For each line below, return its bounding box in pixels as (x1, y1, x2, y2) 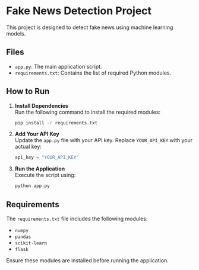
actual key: (14, 143, 42, 150)
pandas (14, 234, 31, 240)
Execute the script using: (14, 172, 76, 179)
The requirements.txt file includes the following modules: (6, 215, 148, 222)
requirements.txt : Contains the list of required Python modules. (14, 69, 171, 76)
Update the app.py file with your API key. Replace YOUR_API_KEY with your (14, 137, 193, 144)
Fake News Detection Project (6, 4, 152, 18)
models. (6, 30, 26, 37)
